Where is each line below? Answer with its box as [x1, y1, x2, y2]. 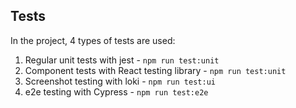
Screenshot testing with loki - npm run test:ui [24, 75, 216, 87]
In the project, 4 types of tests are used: [10, 34, 176, 46]
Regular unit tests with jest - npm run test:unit [24, 54, 220, 66]
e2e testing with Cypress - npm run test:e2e [24, 85, 209, 98]
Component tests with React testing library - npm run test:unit [24, 64, 287, 76]
